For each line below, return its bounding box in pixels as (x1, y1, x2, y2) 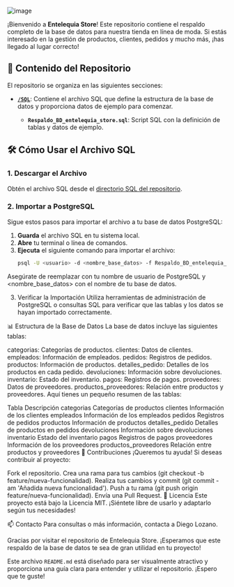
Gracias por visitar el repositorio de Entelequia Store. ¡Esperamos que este (7, 536, 221, 544)
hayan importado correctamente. (17, 308, 113, 316)
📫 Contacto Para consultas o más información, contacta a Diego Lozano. (7, 520, 218, 528)
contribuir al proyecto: (7, 455, 71, 463)
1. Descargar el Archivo (7, 168, 87, 178)
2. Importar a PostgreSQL (7, 202, 95, 211)
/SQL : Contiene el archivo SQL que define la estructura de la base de (17, 94, 214, 103)
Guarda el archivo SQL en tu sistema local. (17, 231, 141, 239)
